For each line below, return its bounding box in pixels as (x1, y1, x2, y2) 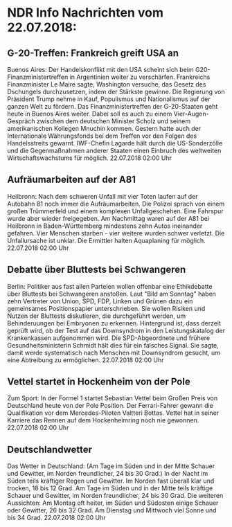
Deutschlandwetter (7, 443, 92, 455)
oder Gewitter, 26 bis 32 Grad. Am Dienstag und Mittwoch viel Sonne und (7, 506, 217, 515)
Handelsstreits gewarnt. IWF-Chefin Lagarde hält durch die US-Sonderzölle (7, 139, 223, 147)
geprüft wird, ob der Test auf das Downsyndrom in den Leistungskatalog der (7, 326, 225, 334)
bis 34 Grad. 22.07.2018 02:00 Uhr (7, 514, 106, 522)
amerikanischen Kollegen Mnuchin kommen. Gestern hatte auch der (7, 125, 202, 132)
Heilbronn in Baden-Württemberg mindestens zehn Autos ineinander (7, 222, 203, 230)
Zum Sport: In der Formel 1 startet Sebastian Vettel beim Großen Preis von (7, 394, 218, 402)
